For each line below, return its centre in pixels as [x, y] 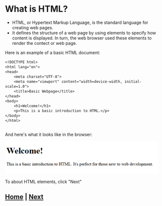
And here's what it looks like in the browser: [49, 134]
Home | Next [24, 197]
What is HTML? [36, 9]
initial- [133, 81]
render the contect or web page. [44, 43]
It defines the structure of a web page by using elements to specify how [84, 33]
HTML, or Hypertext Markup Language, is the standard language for [80, 22]
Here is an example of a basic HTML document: [53, 53]
